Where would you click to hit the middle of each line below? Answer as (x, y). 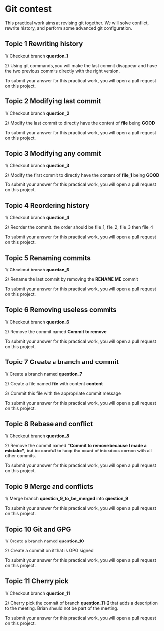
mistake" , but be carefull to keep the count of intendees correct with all (79, 451)
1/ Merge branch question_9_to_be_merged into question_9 (67, 499)
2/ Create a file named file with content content (54, 383)
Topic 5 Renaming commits (48, 258)
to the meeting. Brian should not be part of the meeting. (62, 608)
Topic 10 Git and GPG (38, 529)
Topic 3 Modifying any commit (53, 153)
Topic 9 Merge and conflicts (49, 487)
